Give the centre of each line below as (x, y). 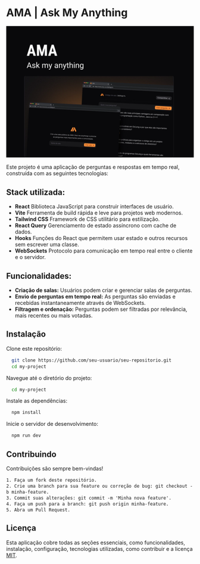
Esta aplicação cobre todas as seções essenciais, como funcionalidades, (96, 543)
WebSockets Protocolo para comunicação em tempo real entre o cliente (104, 251)
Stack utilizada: (36, 192)
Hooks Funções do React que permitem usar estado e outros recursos (101, 238)
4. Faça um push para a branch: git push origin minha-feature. (87, 504)
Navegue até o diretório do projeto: (49, 378)
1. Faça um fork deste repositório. (51, 480)
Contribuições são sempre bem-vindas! (55, 468)
